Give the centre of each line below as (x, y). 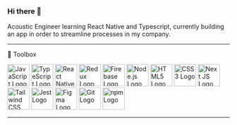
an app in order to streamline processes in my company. (89, 34)
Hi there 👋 (25, 11)
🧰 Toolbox (22, 54)
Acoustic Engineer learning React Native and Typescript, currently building (116, 27)
